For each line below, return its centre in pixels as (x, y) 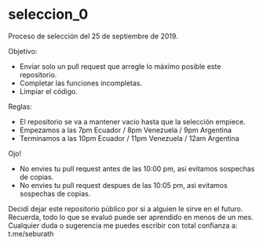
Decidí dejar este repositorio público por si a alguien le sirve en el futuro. (126, 208)
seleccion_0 (48, 14)
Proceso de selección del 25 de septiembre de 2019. (93, 36)
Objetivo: (23, 51)
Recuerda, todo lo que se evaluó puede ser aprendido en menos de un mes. (131, 217)
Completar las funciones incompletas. (81, 83)
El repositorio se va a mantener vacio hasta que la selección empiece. (132, 121)
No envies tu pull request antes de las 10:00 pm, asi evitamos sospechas (137, 168)
